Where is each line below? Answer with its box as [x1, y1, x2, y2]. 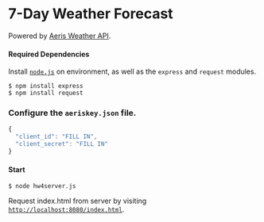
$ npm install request [8, 89, 83, 98]
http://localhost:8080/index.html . [8, 205, 125, 214]
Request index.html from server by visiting [8, 196, 147, 206]
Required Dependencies [8, 49, 90, 59]
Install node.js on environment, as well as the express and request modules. [8, 67, 257, 76]
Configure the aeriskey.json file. [8, 108, 137, 119]
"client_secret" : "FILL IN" [15, 140, 109, 148]
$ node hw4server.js [8, 182, 77, 190]
